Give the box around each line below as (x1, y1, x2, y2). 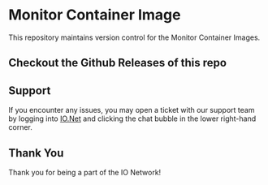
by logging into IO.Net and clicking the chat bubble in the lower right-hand (8, 114, 257, 123)
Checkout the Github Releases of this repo (8, 56, 227, 70)
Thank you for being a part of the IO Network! (8, 167, 162, 177)
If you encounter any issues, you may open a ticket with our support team (8, 105, 255, 115)
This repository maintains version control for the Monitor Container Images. (8, 32, 261, 42)
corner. (8, 123, 32, 132)
